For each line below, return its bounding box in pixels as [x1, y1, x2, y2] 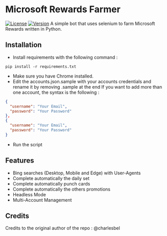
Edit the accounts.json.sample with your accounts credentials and [12, 78, 152, 85]
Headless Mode [12, 191, 46, 197]
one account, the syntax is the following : [12, 89, 100, 95]
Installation [5, 41, 42, 49]
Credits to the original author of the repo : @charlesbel [5, 225, 120, 231]
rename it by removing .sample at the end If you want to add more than [12, 84, 162, 90]
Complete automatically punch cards [12, 180, 90, 187]
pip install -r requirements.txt [5, 64, 77, 69]
